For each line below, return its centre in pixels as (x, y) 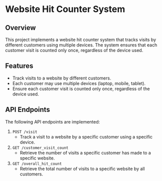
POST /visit (25, 132)
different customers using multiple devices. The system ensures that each (81, 45)
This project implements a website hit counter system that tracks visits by (81, 39)
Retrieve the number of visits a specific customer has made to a (85, 152)
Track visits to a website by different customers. (62, 78)
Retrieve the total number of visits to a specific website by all (82, 168)
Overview (21, 28)
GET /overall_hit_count (37, 163)
